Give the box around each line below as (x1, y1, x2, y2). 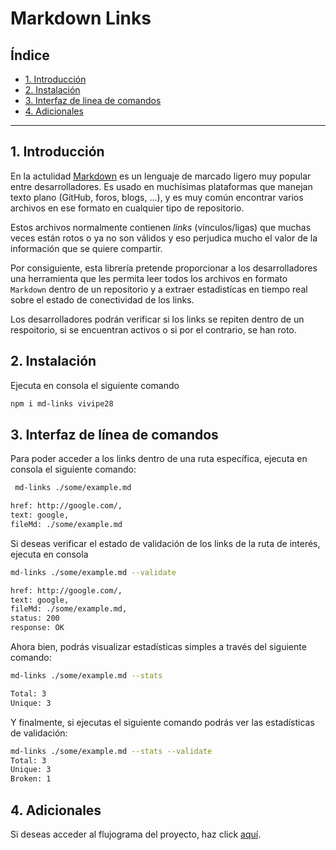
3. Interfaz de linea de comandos (24, 95, 162, 106)
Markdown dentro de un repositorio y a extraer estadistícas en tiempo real (10, 283, 308, 295)
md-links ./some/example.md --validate (10, 567, 177, 577)
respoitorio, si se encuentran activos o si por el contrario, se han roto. (10, 323, 297, 336)
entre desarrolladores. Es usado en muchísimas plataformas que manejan (10, 180, 313, 192)
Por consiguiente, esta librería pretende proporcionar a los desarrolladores (10, 262, 318, 274)
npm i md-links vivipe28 (10, 398, 114, 409)
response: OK (10, 623, 65, 633)
